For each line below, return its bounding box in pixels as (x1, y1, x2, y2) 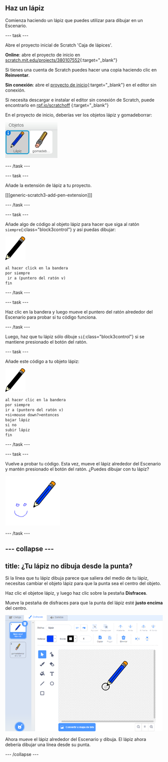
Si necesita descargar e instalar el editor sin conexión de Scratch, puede (5, 97, 155, 103)
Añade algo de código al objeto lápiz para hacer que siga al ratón (5, 221, 139, 227)
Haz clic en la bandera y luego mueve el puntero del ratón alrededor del (5, 309, 153, 315)
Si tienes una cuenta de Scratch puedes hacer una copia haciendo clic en (5, 67, 157, 73)
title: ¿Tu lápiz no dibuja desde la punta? (5, 562, 133, 570)
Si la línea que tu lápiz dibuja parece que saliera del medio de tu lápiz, (5, 575, 149, 581)
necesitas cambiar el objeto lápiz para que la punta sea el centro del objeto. (5, 581, 161, 587)
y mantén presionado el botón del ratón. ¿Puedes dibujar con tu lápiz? (5, 466, 149, 472)
